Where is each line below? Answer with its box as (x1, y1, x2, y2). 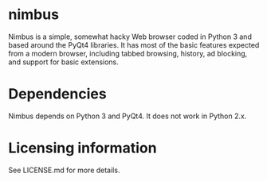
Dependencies (8, 85, 107, 103)
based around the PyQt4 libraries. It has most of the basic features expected (8, 40, 260, 49)
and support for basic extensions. (8, 57, 120, 67)
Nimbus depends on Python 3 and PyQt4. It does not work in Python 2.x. (8, 111, 247, 121)
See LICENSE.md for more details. (8, 165, 120, 175)
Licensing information (8, 139, 157, 157)
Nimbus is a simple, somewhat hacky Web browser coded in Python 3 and (8, 32, 253, 41)
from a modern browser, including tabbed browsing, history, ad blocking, (8, 48, 248, 58)
